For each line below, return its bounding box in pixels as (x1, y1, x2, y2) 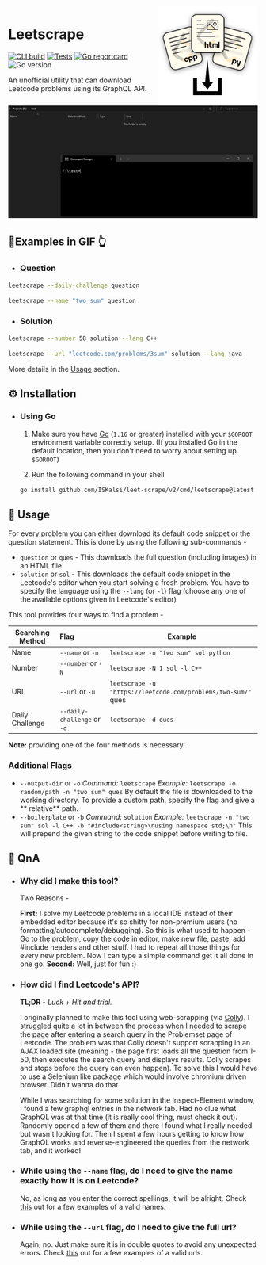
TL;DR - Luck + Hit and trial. (19, 997, 112, 1007)
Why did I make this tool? (19, 875, 119, 886)
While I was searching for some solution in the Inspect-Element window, (19, 1095, 255, 1105)
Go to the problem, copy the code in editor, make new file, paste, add (19, 934, 245, 944)
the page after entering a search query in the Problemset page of (19, 1029, 233, 1039)
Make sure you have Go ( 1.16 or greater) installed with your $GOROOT (31, 429, 253, 438)
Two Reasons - (19, 893, 70, 903)
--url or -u (59, 686, 96, 696)
